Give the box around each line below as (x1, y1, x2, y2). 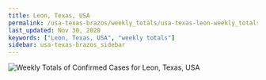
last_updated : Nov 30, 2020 (8, 26, 101, 34)
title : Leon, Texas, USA (8, 11, 90, 20)
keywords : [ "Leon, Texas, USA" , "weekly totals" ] (8, 33, 176, 42)
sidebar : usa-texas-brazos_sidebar (8, 41, 126, 49)
